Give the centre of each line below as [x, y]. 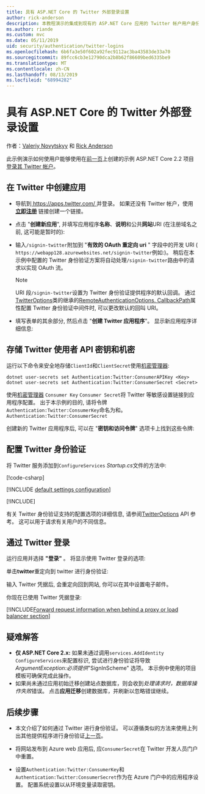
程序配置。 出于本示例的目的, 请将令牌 [59, 402]
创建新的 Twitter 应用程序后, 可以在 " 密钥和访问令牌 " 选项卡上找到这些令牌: [100, 428]
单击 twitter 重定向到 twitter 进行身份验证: [57, 571]
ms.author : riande [30, 29]
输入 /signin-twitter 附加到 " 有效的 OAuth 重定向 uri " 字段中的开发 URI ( [106, 245]
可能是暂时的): [47, 232]
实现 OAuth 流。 [46, 267]
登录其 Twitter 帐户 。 [33, 166]
